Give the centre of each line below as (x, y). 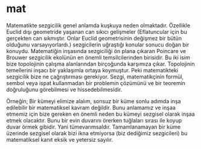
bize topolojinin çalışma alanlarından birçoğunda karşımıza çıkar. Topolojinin (101, 64)
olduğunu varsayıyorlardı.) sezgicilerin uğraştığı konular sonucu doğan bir (98, 45)
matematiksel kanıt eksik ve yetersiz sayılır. (60, 139)
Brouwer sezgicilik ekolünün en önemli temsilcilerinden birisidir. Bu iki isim (98, 57)
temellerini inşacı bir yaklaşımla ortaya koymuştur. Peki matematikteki (92, 70)
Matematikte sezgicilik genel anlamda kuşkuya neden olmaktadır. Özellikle (98, 25)
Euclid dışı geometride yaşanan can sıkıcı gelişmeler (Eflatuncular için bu (97, 31)
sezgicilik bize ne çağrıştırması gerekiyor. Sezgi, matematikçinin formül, (95, 77)
